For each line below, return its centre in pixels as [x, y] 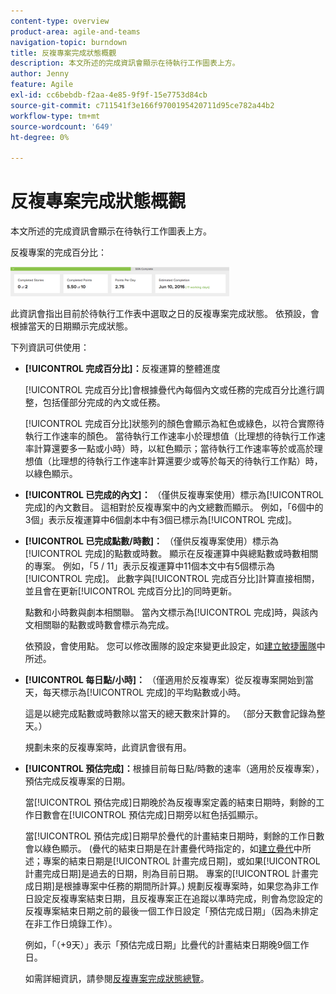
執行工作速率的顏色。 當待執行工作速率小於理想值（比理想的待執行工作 [170, 436]
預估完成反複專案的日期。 [77, 781]
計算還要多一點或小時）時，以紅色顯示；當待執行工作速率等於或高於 [174, 449]
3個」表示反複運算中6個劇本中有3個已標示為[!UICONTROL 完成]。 [161, 520]
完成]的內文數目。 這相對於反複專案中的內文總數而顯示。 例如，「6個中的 [174, 507]
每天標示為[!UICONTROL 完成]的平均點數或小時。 [144, 692]
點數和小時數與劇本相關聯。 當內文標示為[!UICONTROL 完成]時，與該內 [171, 612]
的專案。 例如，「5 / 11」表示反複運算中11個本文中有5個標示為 [150, 566]
